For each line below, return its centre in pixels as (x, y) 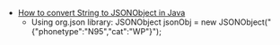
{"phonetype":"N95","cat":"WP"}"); (96, 31)
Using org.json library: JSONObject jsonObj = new (124, 22)
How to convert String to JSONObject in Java (101, 13)
